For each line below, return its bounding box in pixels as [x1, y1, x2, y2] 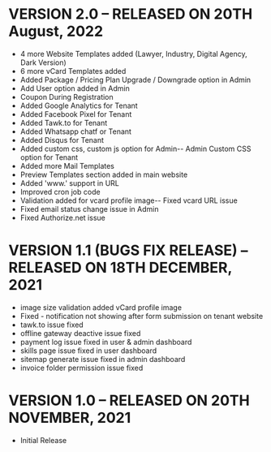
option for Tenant [19, 152, 79, 162]
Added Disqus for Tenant [19, 135, 104, 144]
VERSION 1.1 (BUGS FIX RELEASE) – [8, 241, 249, 260]
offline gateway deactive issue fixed [19, 328, 141, 338]
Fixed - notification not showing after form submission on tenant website [19, 311, 264, 321]
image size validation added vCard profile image [19, 302, 183, 312]
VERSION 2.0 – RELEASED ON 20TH [8, 5, 253, 24]
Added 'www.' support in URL [19, 178, 119, 187]
